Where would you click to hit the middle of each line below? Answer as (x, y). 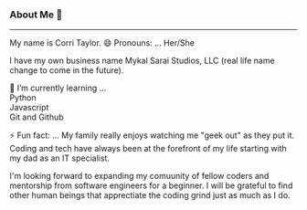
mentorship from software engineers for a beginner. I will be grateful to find (151, 185)
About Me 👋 (36, 15)
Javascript (29, 108)
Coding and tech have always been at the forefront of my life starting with (148, 149)
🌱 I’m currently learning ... (58, 88)
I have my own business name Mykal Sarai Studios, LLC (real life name (143, 61)
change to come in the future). (67, 70)
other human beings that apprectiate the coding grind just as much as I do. (150, 195)
